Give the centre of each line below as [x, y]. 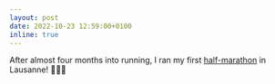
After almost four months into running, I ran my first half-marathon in [138, 61]
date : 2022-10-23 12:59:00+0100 [71, 26]
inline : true [34, 34]
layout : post [34, 18]
